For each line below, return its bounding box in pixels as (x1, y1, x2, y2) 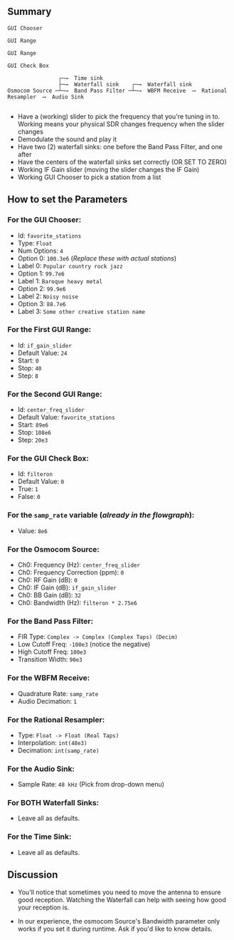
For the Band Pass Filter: (7, 616, 94, 626)
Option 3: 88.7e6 (17, 299, 66, 308)
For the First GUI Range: (7, 325, 91, 335)
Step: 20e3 (17, 435, 48, 445)
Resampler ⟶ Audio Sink (7, 93, 84, 101)
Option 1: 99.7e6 (17, 269, 65, 278)
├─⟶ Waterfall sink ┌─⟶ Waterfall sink (58, 81, 193, 88)
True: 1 (17, 485, 38, 493)
